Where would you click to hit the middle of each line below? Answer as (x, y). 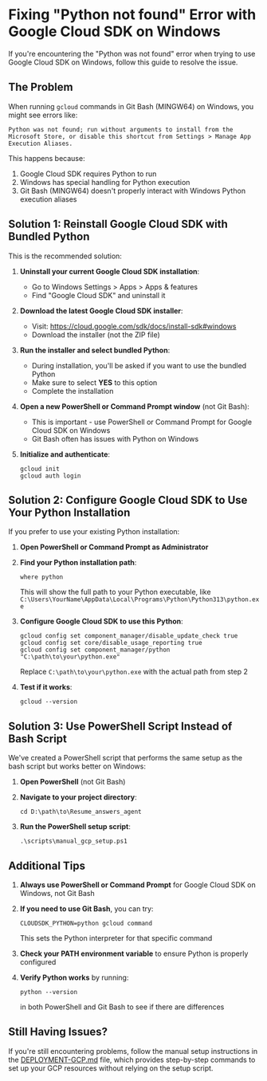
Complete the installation (73, 391)
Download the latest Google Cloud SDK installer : (101, 311)
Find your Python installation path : (78, 563)
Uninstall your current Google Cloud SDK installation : (110, 271)
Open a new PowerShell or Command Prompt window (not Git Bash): (134, 406)
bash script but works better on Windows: (77, 766)
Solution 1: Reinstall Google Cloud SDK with (118, 224)
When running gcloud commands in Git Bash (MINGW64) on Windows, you (131, 106)
